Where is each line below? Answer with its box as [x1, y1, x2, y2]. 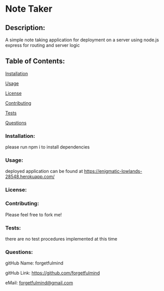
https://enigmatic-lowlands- [84, 168, 143, 174]
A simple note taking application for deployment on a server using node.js [5, 37, 159, 43]
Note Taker [5, 3, 53, 15]
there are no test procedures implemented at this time [5, 236, 117, 242]
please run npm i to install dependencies [5, 144, 90, 150]
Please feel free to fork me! [5, 212, 62, 218]
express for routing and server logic [5, 42, 80, 48]
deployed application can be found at [5, 168, 83, 174]
